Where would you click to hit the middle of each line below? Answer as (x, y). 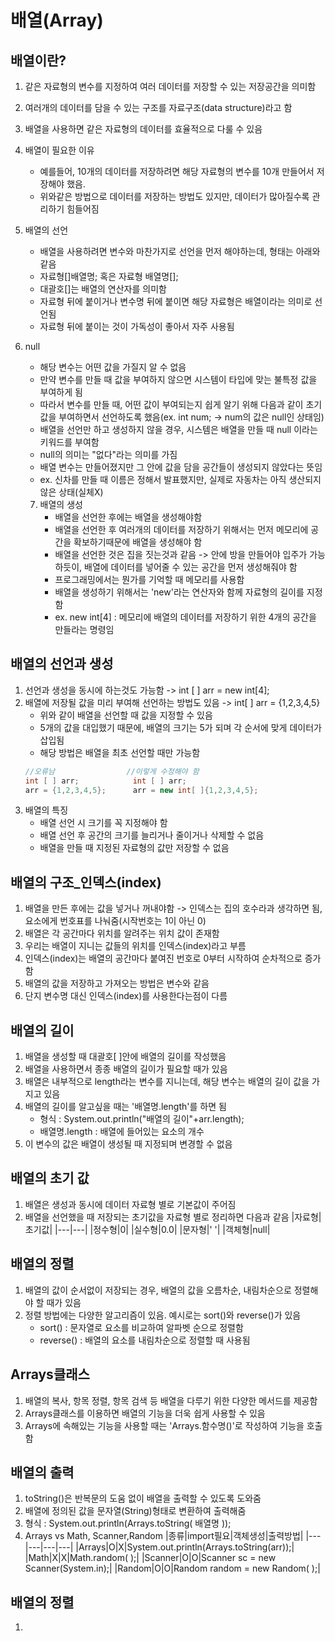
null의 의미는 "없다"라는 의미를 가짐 (108, 454)
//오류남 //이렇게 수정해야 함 (112, 771)
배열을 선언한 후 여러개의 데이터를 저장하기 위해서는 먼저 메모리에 (181, 529)
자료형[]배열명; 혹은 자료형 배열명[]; (109, 276)
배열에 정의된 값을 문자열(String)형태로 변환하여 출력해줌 (135, 1511)
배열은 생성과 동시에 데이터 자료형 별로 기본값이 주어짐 (130, 1204)
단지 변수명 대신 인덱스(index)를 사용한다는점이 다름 (126, 996)
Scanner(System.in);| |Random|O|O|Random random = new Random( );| (172, 1568)
